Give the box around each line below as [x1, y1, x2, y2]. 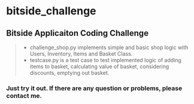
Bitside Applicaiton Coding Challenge [6, 28, 148, 38]
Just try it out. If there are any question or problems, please [6, 84, 183, 92]
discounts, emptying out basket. [29, 69, 110, 76]
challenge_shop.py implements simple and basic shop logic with [29, 44, 189, 51]
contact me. [6, 91, 43, 100]
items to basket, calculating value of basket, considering [29, 63, 169, 70]
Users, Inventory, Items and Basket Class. [29, 50, 133, 57]
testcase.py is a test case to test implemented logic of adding [29, 57, 181, 63]
